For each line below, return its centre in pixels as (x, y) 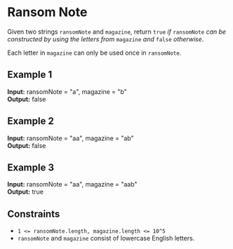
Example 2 (31, 121)
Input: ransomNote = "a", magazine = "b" (67, 91)
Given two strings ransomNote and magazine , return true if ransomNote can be (117, 32)
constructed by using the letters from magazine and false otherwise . (106, 39)
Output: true (26, 192)
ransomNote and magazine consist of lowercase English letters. (106, 238)
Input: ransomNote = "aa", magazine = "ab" (71, 138)
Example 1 (30, 75)
